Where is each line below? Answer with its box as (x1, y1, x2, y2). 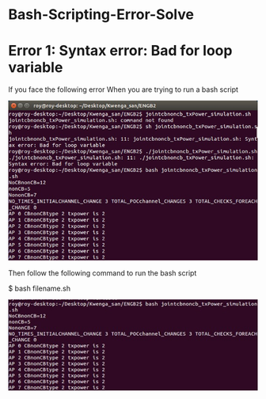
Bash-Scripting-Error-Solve (8, 6, 194, 24)
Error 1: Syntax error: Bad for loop (8, 42, 233, 60)
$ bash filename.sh (8, 283, 71, 293)
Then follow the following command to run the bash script (8, 268, 197, 278)
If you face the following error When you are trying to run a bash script (8, 85, 239, 94)
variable (8, 59, 63, 77)
